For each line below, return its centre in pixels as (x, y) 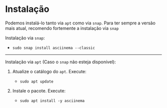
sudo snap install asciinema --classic (54, 48)
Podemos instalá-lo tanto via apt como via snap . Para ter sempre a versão (80, 23)
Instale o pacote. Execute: (39, 91)
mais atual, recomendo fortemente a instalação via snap (62, 28)
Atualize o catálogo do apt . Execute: (49, 71)
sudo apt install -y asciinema (52, 101)
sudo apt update (37, 81)
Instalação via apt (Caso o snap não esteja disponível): (60, 62)
